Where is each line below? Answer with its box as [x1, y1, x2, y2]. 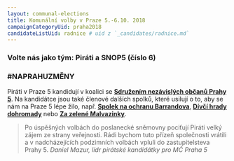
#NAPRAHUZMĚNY [7, 71, 75, 81]
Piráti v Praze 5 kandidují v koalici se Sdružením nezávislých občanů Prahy [7, 87, 227, 96]
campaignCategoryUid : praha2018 [7, 23, 102, 30]
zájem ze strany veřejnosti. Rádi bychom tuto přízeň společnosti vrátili [24, 131, 227, 139]
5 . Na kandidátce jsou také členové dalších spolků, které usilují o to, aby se [7, 95, 223, 104]
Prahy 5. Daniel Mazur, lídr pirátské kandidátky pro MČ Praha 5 [24, 146, 208, 154]
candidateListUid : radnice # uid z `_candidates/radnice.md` [7, 29, 190, 37]
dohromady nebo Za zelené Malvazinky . [7, 110, 127, 118]
